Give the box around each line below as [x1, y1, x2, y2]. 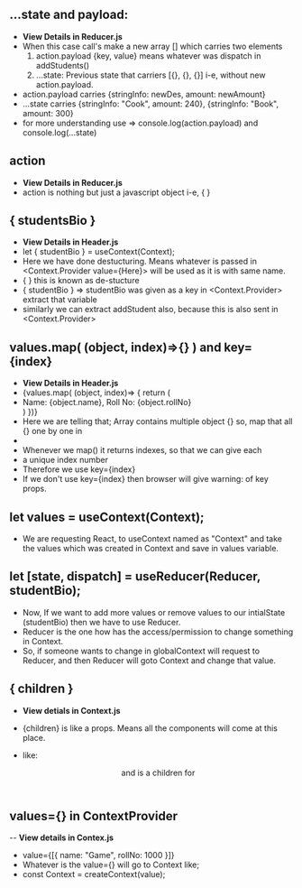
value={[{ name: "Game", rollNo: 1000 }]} [22, 850, 175, 861]
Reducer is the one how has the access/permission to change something [22, 626, 294, 637]
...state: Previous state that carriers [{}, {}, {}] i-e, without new [35, 69, 266, 80]
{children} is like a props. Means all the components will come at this [22, 722, 278, 734]
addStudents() [35, 60, 90, 70]
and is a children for [121, 767, 196, 778]
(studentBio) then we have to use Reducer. [22, 616, 181, 627]
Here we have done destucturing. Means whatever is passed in [22, 256, 257, 267]
